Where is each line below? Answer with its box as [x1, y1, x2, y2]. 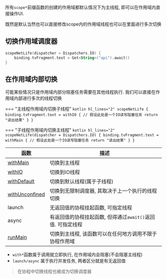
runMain [7, 234, 27, 241]
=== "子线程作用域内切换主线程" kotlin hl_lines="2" [5, 127, 115, 133]
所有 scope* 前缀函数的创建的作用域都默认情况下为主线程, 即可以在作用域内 [5, 4, 156, 10]
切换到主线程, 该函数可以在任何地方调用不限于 [49, 231, 158, 238]
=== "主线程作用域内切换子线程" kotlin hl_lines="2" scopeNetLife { [5, 106, 149, 112]
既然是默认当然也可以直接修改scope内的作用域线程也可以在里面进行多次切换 [5, 21, 162, 27]
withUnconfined [7, 191, 45, 198]
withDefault [7, 178, 35, 185]
